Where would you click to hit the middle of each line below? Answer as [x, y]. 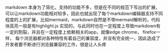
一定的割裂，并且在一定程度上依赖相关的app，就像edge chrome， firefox [81, 32]
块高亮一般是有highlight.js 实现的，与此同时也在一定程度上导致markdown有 [83, 26]
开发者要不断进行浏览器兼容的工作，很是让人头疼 [56, 44]
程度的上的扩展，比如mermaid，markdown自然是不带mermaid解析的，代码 [83, 20]
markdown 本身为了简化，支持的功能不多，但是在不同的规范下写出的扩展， [83, 7]
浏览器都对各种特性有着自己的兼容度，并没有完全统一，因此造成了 [92, 38]
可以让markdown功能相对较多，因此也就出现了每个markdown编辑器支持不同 [84, 13]
